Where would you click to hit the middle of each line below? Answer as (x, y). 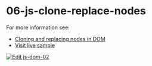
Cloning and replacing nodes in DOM (60, 39)
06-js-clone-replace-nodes (76, 11)
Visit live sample (35, 45)
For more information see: (38, 27)
